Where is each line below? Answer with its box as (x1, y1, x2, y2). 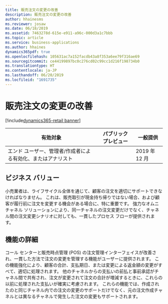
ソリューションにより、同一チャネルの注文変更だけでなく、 (23, 207, 146, 213)
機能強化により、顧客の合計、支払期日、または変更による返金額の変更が (9, 262, 158, 268)
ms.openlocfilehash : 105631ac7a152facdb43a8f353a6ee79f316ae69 (5, 54, 140, 59)
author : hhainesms (5, 17, 43, 22)
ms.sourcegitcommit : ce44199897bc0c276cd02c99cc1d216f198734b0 (5, 59, 140, 64)
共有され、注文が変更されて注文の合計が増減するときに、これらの (26, 274, 163, 281)
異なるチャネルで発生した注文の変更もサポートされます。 (22, 293, 141, 299)
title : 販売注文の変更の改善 (5, 7, 58, 13)
